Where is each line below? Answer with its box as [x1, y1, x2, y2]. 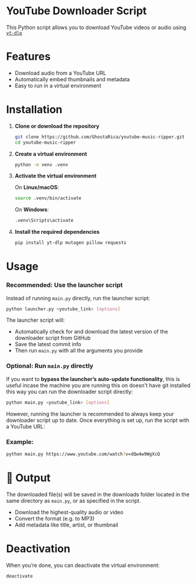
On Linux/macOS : [14, 184, 59, 191]
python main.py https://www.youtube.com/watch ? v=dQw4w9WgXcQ [6, 451, 160, 457]
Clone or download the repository [14, 122, 99, 129]
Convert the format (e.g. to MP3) [14, 515, 95, 522]
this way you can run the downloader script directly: [6, 388, 133, 395]
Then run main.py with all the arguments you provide [14, 347, 143, 354]
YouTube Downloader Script [6, 4, 147, 18]
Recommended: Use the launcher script [6, 281, 123, 289]
